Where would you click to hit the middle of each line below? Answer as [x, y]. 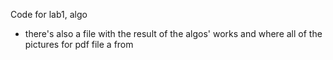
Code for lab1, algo [49, 14]
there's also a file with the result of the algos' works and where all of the [173, 33]
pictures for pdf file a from [79, 44]
